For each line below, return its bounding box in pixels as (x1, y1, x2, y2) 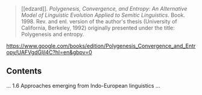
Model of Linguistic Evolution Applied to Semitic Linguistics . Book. (21, 11, 186, 19)
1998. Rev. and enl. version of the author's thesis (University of (21, 18, 177, 25)
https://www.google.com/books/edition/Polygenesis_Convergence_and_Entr (6, 42, 196, 49)
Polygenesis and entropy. (21, 31, 84, 38)
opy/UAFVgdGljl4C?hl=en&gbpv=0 (6, 49, 92, 56)
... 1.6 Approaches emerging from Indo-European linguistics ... (6, 82, 160, 89)
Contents (6, 66, 42, 76)
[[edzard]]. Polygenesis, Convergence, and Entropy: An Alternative (21, 5, 188, 12)
